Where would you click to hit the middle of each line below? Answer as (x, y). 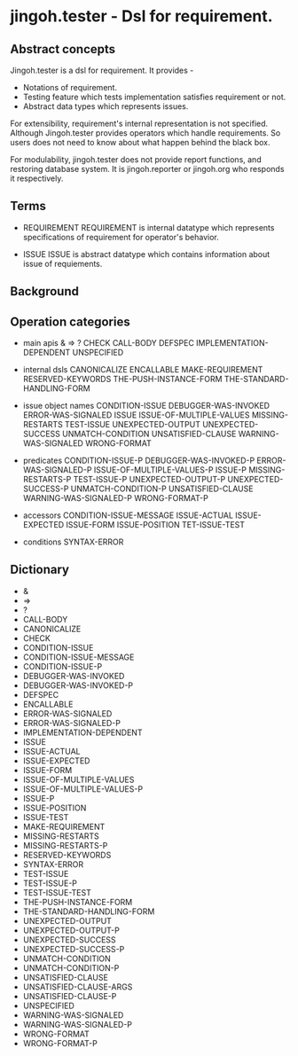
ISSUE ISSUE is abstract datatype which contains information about (146, 254)
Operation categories (71, 321)
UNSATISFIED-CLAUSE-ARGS (78, 987)
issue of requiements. (63, 263)
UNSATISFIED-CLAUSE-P (70, 996)
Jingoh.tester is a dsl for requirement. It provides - (102, 70)
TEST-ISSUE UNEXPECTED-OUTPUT (132, 425)
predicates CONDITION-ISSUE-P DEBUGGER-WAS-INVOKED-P (139, 461)
